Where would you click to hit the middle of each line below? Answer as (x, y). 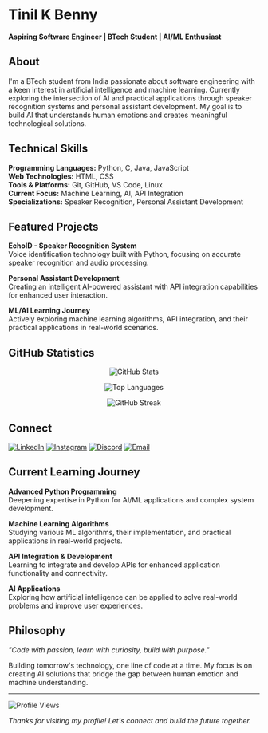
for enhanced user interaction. (58, 295)
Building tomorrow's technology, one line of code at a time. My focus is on (130, 665)
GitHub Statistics (51, 353)
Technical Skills (48, 149)
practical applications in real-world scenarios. (83, 328)
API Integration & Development (61, 556)
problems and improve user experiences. (76, 605)
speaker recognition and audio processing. (79, 263)
